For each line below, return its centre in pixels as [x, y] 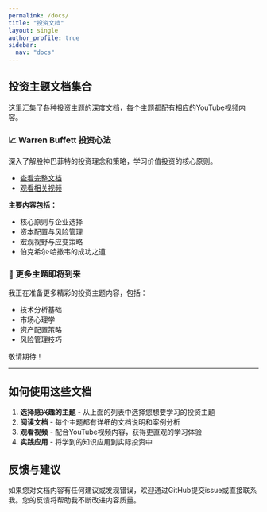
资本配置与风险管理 [51, 232]
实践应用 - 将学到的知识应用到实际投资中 [86, 442]
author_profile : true [44, 38]
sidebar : [23, 45]
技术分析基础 [41, 310]
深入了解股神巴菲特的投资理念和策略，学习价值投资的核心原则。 [112, 161]
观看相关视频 [41, 188]
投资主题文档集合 [50, 87]
